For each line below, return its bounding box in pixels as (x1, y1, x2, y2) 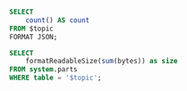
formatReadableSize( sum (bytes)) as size (25, 57, 178, 66)
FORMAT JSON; (9, 32, 58, 41)
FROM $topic (9, 24, 54, 33)
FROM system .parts (9, 65, 78, 74)
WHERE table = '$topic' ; (9, 73, 102, 83)
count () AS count (25, 15, 90, 25)
